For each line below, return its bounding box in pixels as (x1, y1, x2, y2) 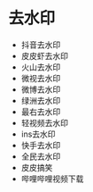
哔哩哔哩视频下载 (20, 173, 84, 184)
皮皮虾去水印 (20, 50, 68, 61)
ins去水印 (20, 129, 56, 139)
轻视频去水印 (20, 117, 68, 128)
